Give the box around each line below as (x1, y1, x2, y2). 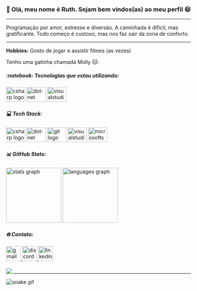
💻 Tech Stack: (6, 110, 43, 117)
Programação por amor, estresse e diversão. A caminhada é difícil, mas (6, 24, 179, 31)
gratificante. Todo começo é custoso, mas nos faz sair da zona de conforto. (6, 31, 189, 38)
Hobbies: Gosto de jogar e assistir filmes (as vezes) (6, 47, 131, 55)
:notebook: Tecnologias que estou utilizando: (6, 72, 119, 79)
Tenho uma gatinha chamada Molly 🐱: (6, 59, 100, 66)
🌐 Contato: (6, 231, 34, 238)
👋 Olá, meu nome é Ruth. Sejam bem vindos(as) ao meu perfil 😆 (6, 5, 191, 13)
